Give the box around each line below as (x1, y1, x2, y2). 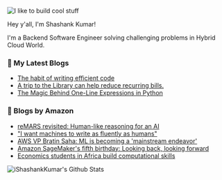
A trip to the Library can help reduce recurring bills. (17, 81, 164, 90)
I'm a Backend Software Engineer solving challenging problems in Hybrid (7, 33, 216, 42)
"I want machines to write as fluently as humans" (17, 129, 157, 138)
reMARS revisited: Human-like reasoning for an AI (17, 122, 160, 130)
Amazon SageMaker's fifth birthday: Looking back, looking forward (17, 144, 210, 152)
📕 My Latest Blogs (7, 58, 69, 67)
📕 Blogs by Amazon (7, 106, 74, 116)
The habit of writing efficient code (17, 74, 115, 83)
